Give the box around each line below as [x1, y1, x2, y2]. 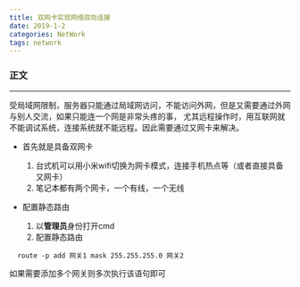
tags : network [9, 38, 62, 47]
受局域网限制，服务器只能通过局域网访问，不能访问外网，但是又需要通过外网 [9, 99, 291, 110]
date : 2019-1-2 [9, 21, 66, 30]
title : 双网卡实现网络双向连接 [9, 13, 111, 22]
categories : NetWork [9, 30, 87, 38]
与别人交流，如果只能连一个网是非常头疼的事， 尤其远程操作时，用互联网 [9, 111, 278, 122]
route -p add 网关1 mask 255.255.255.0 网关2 [17, 251, 185, 260]
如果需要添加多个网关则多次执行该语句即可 [9, 267, 166, 278]
